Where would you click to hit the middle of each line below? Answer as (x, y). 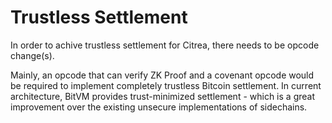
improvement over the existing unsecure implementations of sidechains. (159, 107)
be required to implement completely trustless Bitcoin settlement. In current (166, 85)
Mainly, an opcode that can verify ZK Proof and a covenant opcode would (162, 75)
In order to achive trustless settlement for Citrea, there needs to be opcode (165, 45)
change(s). (32, 55)
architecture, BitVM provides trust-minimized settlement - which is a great (162, 96)
